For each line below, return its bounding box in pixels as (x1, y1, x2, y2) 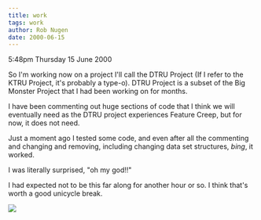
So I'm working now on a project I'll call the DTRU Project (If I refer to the (8, 70, 244, 79)
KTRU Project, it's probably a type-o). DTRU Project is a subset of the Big (8, 78, 246, 88)
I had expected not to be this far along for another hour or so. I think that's (8, 181, 248, 190)
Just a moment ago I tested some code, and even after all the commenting (8, 134, 249, 143)
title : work (8, 11, 47, 20)
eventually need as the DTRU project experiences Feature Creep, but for (8, 110, 242, 120)
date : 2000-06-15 (8, 33, 65, 41)
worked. (8, 150, 35, 160)
